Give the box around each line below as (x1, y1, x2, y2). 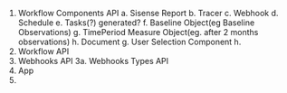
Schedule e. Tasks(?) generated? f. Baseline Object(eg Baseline (17, 17, 255, 28)
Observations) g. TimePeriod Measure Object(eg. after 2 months (17, 27, 259, 37)
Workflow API (17, 46, 70, 57)
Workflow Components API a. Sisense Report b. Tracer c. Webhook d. (17, 8, 279, 18)
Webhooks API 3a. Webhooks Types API (17, 56, 169, 66)
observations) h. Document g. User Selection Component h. (17, 36, 242, 47)
